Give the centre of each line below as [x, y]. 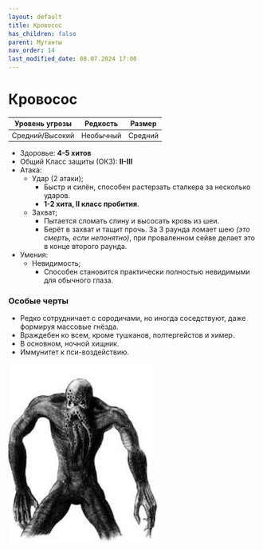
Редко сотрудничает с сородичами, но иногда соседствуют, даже [133, 319]
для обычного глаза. [79, 280]
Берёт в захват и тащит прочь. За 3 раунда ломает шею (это [147, 229]
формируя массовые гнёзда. [69, 326]
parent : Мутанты [35, 42]
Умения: [34, 255]
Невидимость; [56, 263]
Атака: [31, 170]
